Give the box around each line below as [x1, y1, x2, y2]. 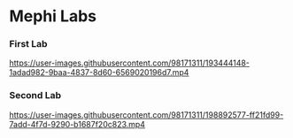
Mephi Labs [9, 6, 97, 27]
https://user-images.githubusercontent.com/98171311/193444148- [9, 57, 251, 68]
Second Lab [9, 89, 62, 102]
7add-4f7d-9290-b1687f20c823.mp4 [9, 119, 146, 129]
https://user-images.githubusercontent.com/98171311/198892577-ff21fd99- [9, 109, 284, 120]
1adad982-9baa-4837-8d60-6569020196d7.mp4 [9, 67, 189, 78]
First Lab [9, 38, 48, 50]
